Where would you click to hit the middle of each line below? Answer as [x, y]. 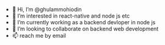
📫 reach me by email [39, 36]
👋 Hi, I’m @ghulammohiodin [47, 9]
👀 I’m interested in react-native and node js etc [71, 16]
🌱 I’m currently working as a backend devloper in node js [84, 22]
